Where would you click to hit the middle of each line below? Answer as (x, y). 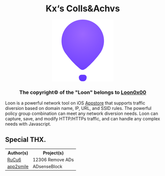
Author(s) (18, 153)
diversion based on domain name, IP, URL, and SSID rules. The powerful (78, 108)
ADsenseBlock (48, 167)
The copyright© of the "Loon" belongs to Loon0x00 (82, 92)
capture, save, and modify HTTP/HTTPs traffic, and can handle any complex (82, 119)
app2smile (18, 167)
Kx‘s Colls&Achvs (83, 9)
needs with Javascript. (28, 124)
